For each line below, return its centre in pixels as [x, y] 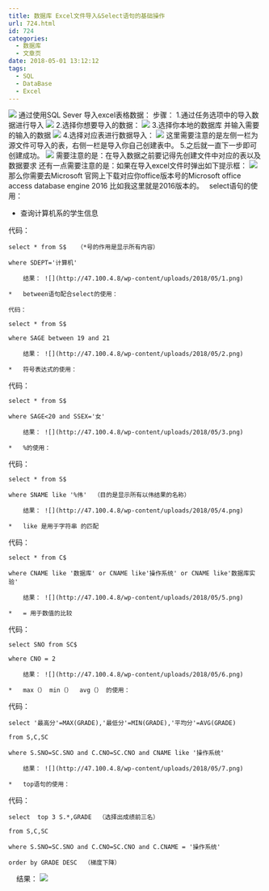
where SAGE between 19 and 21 [59, 338]
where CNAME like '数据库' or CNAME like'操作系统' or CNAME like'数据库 [129, 574]
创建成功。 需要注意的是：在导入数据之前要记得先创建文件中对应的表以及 [134, 155]
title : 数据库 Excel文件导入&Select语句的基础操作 [87, 16]
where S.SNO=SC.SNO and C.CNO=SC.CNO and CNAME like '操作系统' [116, 753]
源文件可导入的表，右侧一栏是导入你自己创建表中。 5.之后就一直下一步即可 [132, 146]
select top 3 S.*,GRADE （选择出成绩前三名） [84, 817]
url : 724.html [32, 23]
